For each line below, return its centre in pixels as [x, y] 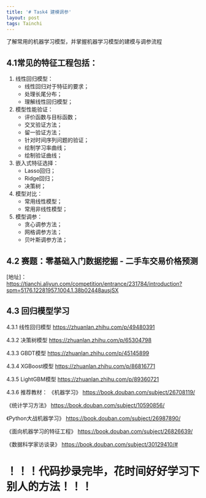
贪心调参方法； [43, 224]
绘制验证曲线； [43, 155]
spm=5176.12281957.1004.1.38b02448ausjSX [63, 290]
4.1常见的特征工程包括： [52, 63]
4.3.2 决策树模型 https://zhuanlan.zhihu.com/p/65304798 [79, 340]
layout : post [23, 18]
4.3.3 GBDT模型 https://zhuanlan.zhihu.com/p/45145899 [78, 353]
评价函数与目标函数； [51, 117]
